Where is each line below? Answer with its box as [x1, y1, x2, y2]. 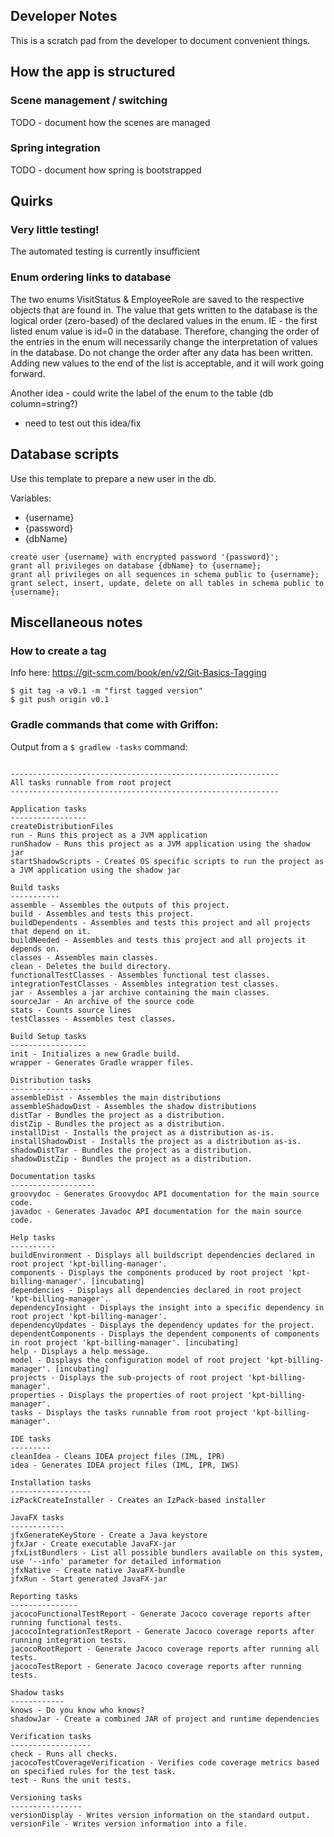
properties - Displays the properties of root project [10, 1390, 244, 1400]
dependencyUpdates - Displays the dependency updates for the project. [10, 1320, 315, 1330]
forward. [10, 367, 46, 379]
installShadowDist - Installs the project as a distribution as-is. [10, 1136, 302, 1146]
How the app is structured [10, 64, 176, 81]
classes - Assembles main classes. [10, 952, 159, 963]
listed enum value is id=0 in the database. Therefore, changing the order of [10, 325, 320, 337]
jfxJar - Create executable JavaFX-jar [10, 1539, 177, 1549]
